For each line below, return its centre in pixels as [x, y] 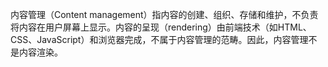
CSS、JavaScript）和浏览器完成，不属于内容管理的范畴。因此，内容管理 [159, 39]
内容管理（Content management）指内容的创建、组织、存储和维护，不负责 [164, 14]
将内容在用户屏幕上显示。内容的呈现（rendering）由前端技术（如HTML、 [161, 27]
